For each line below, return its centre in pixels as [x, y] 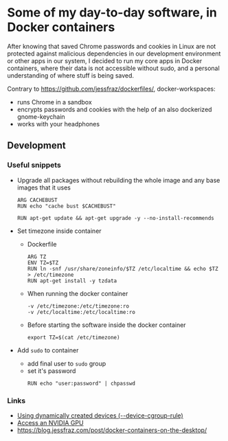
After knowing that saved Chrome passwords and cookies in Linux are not [112, 46]
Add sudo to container [48, 350]
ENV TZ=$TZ [43, 262]
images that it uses [44, 188]
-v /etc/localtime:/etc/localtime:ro [81, 312]
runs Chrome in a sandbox [55, 102]
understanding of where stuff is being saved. [71, 75]
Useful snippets [34, 165]
